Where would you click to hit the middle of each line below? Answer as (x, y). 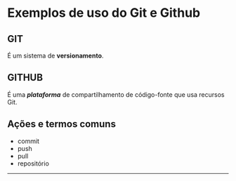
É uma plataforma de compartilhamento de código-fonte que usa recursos (116, 94)
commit (28, 141)
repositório (33, 163)
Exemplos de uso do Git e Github (104, 13)
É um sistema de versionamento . (55, 55)
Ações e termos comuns (61, 124)
